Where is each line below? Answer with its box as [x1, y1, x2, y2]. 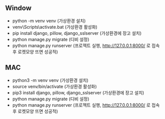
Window [5, 4, 32, 12]
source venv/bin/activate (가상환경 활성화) [12, 83, 97, 89]
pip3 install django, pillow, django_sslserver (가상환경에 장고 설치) [12, 89, 145, 96]
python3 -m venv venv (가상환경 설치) [12, 77, 88, 83]
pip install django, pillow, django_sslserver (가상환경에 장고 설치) [12, 30, 142, 36]
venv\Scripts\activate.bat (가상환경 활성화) [12, 24, 98, 30]
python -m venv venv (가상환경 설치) [12, 17, 86, 24]
